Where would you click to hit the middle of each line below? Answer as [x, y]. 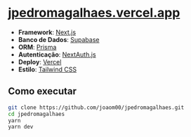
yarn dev [21, 127]
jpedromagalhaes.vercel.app [94, 13]
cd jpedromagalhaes [37, 114]
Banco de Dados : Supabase [59, 39]
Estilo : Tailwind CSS [47, 69]
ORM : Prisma [37, 47]
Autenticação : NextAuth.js [57, 55]
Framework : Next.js [47, 32]
